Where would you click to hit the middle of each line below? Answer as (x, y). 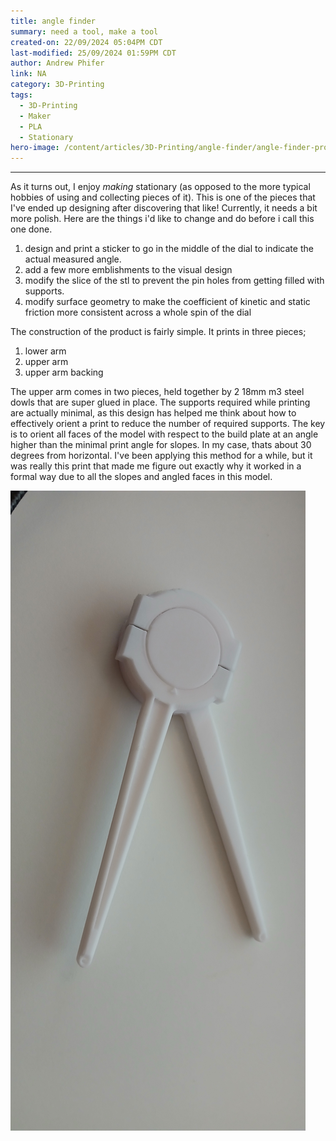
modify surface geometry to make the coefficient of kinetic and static (167, 302)
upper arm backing (64, 372)
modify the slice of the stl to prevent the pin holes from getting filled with (174, 281)
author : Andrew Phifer (57, 63)
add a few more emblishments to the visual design (128, 270)
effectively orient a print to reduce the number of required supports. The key (168, 424)
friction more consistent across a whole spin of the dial (138, 312)
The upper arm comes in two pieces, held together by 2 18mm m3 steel (157, 392)
